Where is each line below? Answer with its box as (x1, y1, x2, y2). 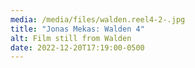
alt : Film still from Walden (10, 33, 132, 43)
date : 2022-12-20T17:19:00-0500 (10, 42, 145, 53)
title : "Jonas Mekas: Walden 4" (10, 24, 145, 34)
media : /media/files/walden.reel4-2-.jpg (10, 14, 186, 25)
